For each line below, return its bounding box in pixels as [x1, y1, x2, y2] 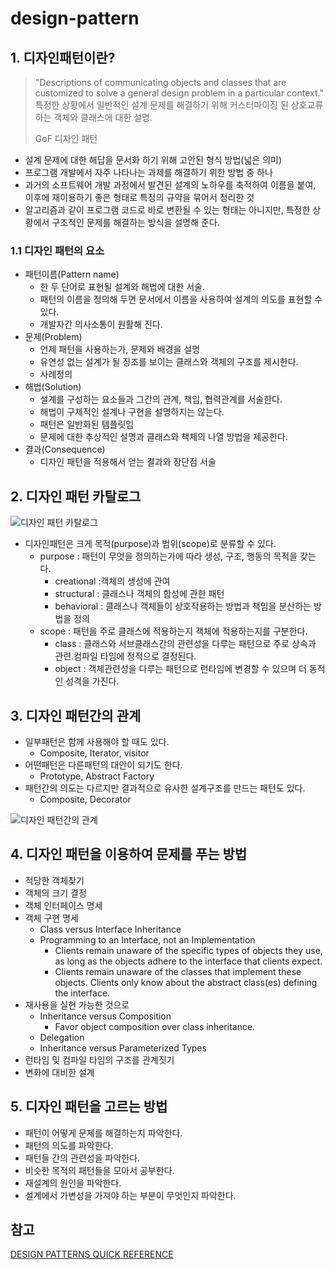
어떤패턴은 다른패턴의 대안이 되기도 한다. [24, 758, 183, 771]
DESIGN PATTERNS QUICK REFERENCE [10, 1248, 174, 1261]
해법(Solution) [24, 381, 82, 393]
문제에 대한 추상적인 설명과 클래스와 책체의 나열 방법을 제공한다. [39, 431, 288, 443]
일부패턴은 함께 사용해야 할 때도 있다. [24, 735, 170, 747]
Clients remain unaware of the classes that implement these [54, 965, 302, 977]
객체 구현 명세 [24, 912, 79, 924]
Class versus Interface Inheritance [39, 923, 182, 935]
